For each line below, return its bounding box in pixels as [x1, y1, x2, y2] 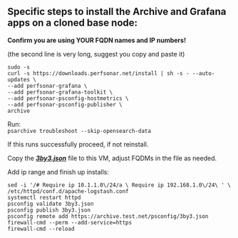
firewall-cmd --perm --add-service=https [7, 219, 133, 226]
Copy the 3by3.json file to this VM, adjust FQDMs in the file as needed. [7, 154, 217, 162]
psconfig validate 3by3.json [7, 200, 94, 207]
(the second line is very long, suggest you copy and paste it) [7, 49, 185, 58]
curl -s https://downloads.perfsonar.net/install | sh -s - [7, 69, 190, 77]
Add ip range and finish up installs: [7, 167, 109, 176]
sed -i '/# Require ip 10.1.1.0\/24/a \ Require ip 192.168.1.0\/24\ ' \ [7, 182, 232, 189]
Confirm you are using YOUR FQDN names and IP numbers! [7, 36, 187, 44]
